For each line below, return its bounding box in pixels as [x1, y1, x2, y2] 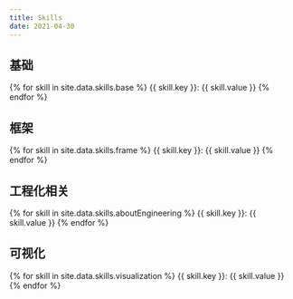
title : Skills [9, 13, 63, 23]
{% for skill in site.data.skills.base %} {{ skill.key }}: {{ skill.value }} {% [9, 82, 269, 93]
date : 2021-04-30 [9, 22, 75, 31]
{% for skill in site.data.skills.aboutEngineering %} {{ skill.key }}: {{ [9, 207, 257, 218]
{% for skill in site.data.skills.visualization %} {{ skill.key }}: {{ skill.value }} [9, 270, 285, 281]
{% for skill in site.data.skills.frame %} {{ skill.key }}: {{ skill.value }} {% [9, 145, 274, 156]
